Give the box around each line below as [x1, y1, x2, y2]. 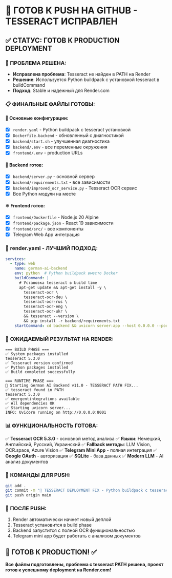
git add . [5, 483, 27, 488]
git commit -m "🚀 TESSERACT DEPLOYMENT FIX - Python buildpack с [5, 488, 147, 493]
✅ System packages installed [5, 351, 69, 356]
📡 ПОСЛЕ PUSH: [5, 505, 47, 512]
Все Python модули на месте [12, 190, 76, 197]
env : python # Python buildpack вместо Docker [14, 271, 118, 276]
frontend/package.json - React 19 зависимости [12, 220, 114, 226]
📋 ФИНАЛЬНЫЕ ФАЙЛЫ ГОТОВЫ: [5, 100, 96, 107]
